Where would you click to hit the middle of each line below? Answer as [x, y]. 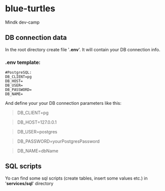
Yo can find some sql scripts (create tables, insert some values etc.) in [76, 178]
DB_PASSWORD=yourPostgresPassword [58, 141]
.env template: [23, 62]
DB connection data [36, 38]
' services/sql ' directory [29, 183]
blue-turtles [30, 9]
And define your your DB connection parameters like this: [63, 103]
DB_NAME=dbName [38, 151]
